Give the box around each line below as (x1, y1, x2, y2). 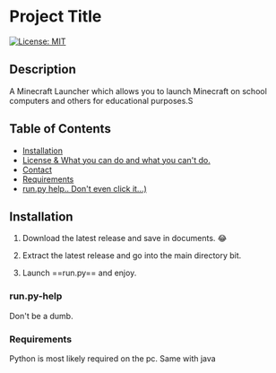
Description (9, 62, 76, 77)
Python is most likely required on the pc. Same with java (9, 352, 217, 364)
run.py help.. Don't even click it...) (22, 183, 148, 194)
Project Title (9, 6, 102, 27)
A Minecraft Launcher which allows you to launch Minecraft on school (9, 85, 267, 96)
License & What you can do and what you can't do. (22, 154, 211, 165)
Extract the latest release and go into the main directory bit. (22, 250, 242, 261)
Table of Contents (9, 121, 112, 136)
